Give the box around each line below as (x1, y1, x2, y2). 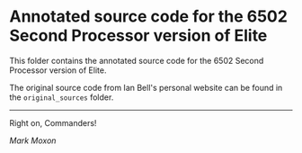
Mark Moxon (9, 135, 57, 146)
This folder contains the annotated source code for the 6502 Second (9, 55, 264, 66)
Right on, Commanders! (9, 117, 97, 128)
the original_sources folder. (9, 92, 114, 103)
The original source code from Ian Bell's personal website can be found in (9, 82, 283, 93)
